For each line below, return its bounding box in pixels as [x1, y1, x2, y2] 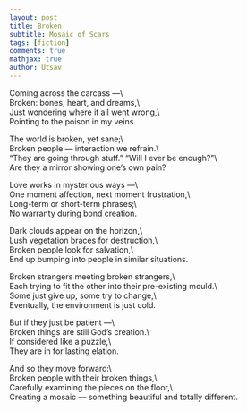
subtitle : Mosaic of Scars [9, 30, 110, 39]
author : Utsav [9, 64, 63, 73]
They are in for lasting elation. [9, 346, 119, 356]
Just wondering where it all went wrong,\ [9, 107, 160, 117]
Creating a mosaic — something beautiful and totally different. [9, 391, 239, 402]
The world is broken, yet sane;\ [9, 133, 123, 144]
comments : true [9, 47, 66, 56]
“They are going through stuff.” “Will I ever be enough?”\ [9, 152, 217, 163]
